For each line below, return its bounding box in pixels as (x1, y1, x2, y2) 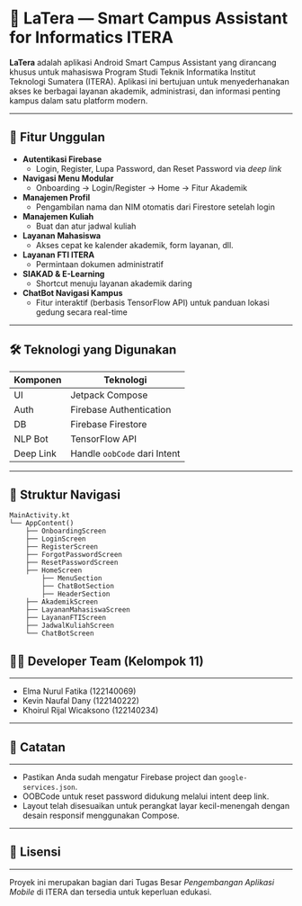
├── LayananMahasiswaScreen (25, 605, 130, 614)
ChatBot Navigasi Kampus (22, 287, 123, 298)
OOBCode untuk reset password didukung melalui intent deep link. (22, 791, 270, 802)
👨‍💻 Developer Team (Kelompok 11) (9, 653, 204, 668)
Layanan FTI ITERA (22, 249, 95, 260)
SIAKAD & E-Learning (22, 268, 105, 279)
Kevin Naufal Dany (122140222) (22, 695, 139, 706)
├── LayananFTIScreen (25, 614, 106, 623)
